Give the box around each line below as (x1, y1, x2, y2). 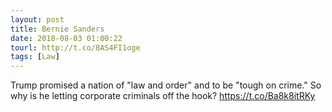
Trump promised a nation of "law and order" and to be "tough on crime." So (10, 79, 322, 91)
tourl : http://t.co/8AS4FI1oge (10, 42, 141, 53)
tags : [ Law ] (10, 52, 60, 62)
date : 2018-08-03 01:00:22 (10, 33, 123, 43)
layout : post (10, 14, 65, 25)
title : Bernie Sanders (10, 24, 105, 34)
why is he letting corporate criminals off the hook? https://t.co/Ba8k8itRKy (10, 90, 316, 102)
